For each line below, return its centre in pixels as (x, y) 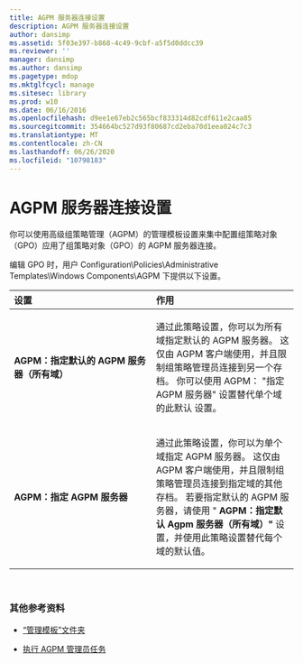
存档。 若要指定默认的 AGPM (217, 497)
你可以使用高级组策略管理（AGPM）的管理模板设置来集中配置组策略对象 (143, 235)
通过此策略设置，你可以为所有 (220, 327)
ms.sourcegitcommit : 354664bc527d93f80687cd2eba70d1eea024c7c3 (131, 127)
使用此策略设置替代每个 (233, 538)
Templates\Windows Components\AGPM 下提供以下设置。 (117, 276)
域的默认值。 (184, 551)
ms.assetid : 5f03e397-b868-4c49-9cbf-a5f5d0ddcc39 (106, 43)
